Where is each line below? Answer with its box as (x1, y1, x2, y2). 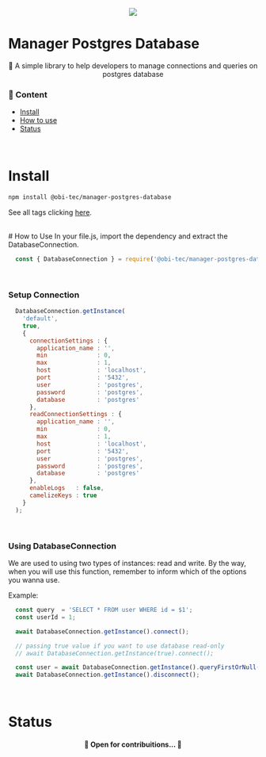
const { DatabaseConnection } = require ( (15, 255, 154, 263)
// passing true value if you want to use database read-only (15, 642, 225, 650)
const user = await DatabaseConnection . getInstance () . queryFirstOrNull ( (15, 663, 260, 671)
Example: (8, 591, 39, 600)
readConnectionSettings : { (28, 411, 123, 419)
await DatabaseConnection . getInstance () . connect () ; (15, 627, 190, 636)
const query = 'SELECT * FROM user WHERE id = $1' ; (15, 606, 193, 614)
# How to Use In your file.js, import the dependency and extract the (8, 231, 228, 241)
